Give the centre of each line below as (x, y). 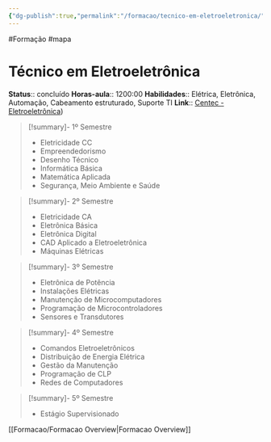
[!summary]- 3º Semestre (71, 267)
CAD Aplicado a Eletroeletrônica (94, 242)
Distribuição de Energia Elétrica (92, 356)
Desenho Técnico (69, 159)
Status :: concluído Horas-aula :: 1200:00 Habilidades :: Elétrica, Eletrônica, (132, 94)
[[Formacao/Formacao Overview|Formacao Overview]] (100, 429)
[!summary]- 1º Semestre (70, 127)
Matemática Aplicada (75, 177)
